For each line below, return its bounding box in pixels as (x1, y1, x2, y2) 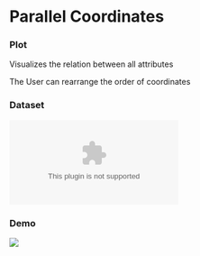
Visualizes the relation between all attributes (9, 59, 174, 69)
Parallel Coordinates (9, 6, 165, 27)
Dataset (9, 99, 45, 112)
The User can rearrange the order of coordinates (9, 77, 191, 87)
